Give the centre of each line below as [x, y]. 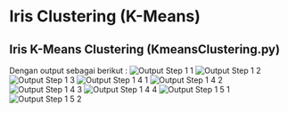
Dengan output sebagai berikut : [68, 70]
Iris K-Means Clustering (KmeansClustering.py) [145, 49]
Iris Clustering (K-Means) [105, 16]
